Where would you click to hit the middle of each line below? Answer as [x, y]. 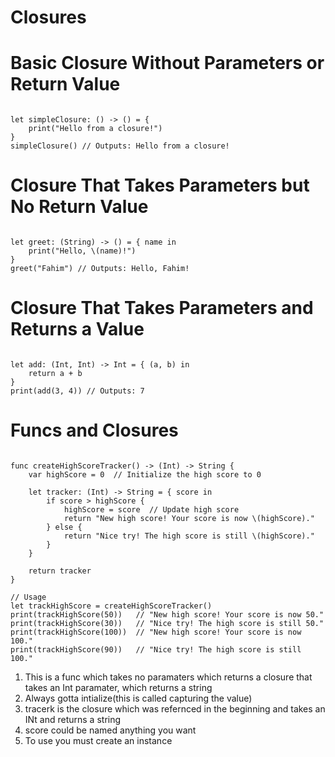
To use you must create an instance [98, 740]
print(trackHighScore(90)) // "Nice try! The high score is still [156, 649]
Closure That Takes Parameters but [160, 185]
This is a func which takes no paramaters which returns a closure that [168, 677]
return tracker [60, 571]
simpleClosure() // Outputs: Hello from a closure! [120, 146]
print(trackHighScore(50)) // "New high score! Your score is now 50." [167, 614]
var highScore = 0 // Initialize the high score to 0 [145, 474]
